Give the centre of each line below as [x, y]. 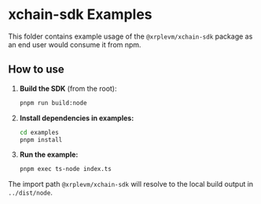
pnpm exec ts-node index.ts [65, 169]
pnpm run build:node [53, 103]
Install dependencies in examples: [77, 118]
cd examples [39, 132]
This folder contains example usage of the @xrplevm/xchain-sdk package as [130, 36]
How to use [36, 70]
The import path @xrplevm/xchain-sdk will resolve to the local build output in [131, 184]
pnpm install [41, 139]
